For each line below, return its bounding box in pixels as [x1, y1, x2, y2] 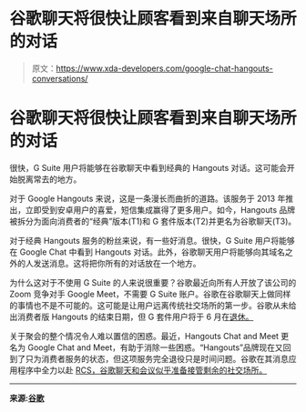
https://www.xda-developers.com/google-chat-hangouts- [56, 63, 273, 74]
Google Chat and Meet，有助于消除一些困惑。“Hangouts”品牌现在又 [26, 342, 284, 353]
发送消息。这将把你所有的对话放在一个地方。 [33, 257, 201, 268]
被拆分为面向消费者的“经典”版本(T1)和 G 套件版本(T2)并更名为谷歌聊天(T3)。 [9, 216, 297, 226]
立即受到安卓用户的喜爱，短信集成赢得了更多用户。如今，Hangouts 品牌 [25, 204, 296, 215]
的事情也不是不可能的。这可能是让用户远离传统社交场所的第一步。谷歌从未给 [9, 299, 297, 310]
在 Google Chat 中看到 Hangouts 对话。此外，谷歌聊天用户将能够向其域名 [9, 246, 285, 257]
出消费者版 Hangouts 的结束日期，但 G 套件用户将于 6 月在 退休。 [9, 311, 254, 322]
